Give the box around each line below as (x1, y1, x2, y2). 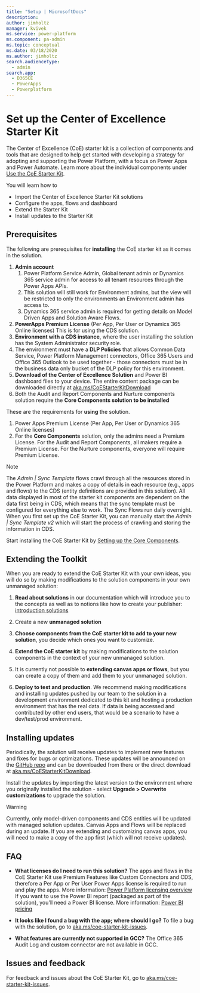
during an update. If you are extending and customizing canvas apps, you (6, 828, 187, 835)
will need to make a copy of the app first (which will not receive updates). (6, 834, 187, 841)
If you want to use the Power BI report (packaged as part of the (14, 893, 171, 900)
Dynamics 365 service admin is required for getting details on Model (23, 308, 193, 315)
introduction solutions (14, 607, 69, 614)
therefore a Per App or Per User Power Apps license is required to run (14, 880, 187, 887)
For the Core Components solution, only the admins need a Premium (14, 432, 185, 439)
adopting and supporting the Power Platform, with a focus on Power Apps (6, 157, 187, 164)
